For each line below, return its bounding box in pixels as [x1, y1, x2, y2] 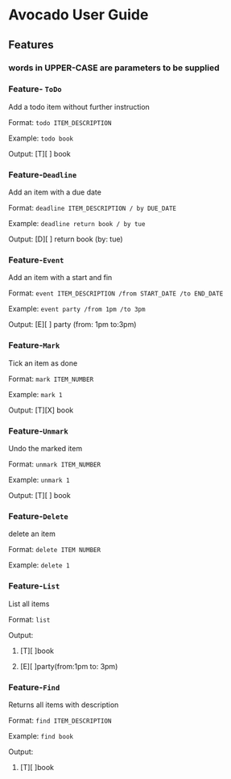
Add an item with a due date [8, 187, 102, 197]
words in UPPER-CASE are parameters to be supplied [8, 62, 220, 73]
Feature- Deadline [8, 169, 77, 180]
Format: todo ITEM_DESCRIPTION [8, 117, 112, 127]
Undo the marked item [8, 443, 83, 453]
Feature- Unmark [8, 425, 68, 437]
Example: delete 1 [8, 560, 70, 570]
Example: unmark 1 [8, 475, 70, 484]
